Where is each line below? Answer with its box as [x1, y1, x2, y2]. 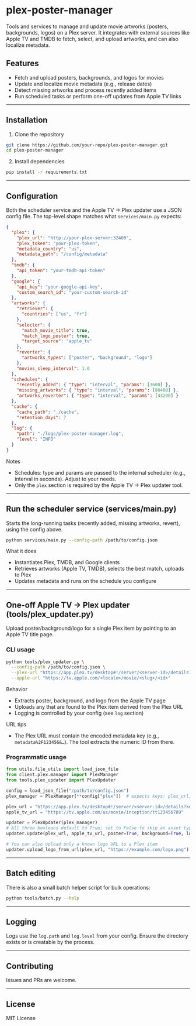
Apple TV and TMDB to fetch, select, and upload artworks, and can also [6, 35, 179, 42]
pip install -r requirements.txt [6, 169, 87, 176]
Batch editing [6, 869, 56, 879]
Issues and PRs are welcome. [6, 977, 77, 984]
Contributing [6, 961, 54, 971]
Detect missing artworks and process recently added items [14, 86, 157, 94]
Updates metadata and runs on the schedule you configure [14, 578, 156, 585]
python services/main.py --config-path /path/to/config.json [6, 537, 158, 543]
